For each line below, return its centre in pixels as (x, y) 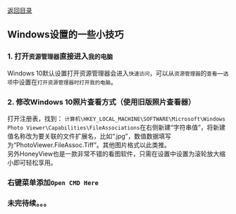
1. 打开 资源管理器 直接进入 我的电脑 (60, 56)
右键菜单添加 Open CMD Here (53, 182)
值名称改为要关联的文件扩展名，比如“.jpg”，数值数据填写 (89, 136)
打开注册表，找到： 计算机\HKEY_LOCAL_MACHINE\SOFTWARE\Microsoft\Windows (116, 118)
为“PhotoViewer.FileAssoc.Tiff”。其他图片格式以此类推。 (89, 145)
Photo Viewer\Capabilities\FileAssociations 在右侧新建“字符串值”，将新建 (117, 127)
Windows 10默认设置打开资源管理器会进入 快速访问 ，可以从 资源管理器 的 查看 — (116, 73)
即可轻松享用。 (35, 162)
